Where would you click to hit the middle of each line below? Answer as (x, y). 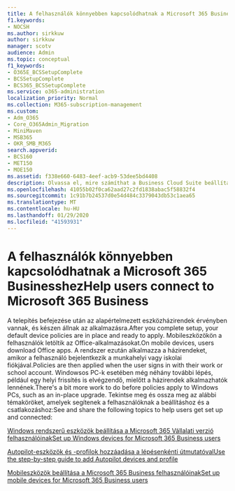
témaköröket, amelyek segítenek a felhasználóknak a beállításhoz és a (108, 402)
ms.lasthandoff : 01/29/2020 (48, 215)
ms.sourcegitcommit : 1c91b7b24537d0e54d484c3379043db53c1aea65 (101, 196)
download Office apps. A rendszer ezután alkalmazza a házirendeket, (107, 350)
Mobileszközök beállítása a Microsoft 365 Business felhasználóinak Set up (114, 472)
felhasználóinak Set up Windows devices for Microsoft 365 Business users (114, 438)
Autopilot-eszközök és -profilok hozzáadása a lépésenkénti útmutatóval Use (116, 451)
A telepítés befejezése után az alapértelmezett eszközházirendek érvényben (117, 320)
